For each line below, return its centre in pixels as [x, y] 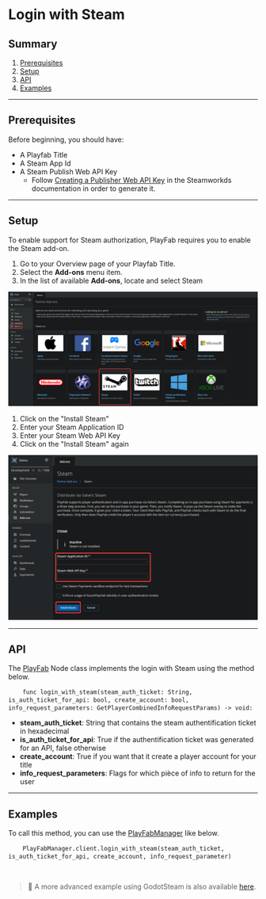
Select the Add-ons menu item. [71, 272]
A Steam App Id [45, 163]
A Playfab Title [44, 154]
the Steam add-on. [39, 248]
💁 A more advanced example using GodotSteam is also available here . [142, 887]
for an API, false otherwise [63, 748]
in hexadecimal [44, 731]
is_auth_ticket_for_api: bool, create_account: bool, [99, 700]
